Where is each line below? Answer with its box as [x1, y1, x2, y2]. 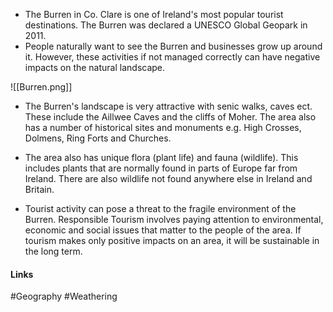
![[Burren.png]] [10, 81, 73, 93]
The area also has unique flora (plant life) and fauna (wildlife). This [24, 152, 299, 163]
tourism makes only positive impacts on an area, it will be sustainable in [24, 235, 320, 246]
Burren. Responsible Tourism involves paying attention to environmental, [24, 214, 324, 225]
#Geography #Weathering [10, 290, 118, 303]
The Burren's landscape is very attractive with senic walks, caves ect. [24, 100, 313, 112]
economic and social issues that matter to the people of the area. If [24, 224, 302, 236]
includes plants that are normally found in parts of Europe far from [24, 162, 298, 174]
